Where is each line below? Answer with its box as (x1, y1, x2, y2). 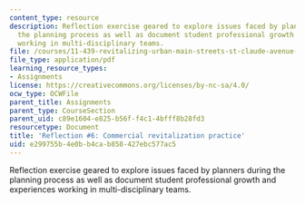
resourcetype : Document (9, 123, 100, 132)
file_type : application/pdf (9, 55, 116, 64)
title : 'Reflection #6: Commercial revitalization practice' (9, 131, 246, 141)
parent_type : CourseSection (9, 106, 116, 115)
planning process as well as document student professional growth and (9, 174, 277, 185)
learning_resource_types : (9, 64, 107, 73)
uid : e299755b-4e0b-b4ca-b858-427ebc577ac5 (9, 140, 177, 149)
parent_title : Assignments (9, 97, 112, 107)
